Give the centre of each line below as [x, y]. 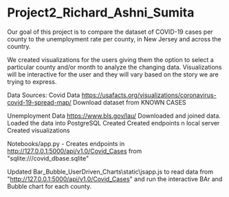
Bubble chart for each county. [50, 186]
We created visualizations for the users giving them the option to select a [111, 59]
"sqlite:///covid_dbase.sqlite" [48, 158]
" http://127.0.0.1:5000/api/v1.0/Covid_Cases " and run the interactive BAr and [115, 179]
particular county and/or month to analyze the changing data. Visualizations [115, 67]
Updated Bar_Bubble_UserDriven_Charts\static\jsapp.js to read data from [110, 172]
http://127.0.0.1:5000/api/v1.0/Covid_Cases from [75, 151]
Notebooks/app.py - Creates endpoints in [66, 143]
